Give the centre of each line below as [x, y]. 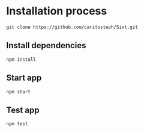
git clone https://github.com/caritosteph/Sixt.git [72, 27]
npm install [21, 59]
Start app [24, 78]
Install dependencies [46, 45]
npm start [19, 91]
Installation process [57, 11]
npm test [17, 124]
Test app [23, 110]
